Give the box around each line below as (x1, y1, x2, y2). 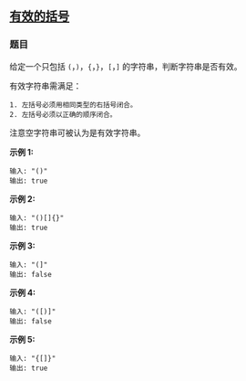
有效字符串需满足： (9, 80, 82, 91)
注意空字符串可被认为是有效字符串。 (9, 127, 146, 138)
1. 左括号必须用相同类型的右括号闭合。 (9, 100, 138, 110)
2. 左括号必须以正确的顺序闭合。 (9, 110, 117, 119)
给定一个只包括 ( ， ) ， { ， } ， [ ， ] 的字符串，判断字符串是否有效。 (9, 60, 242, 71)
